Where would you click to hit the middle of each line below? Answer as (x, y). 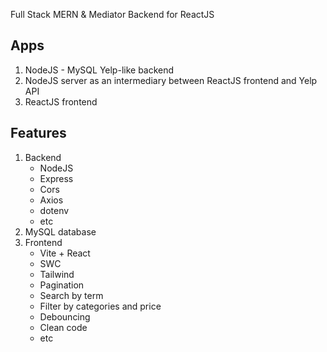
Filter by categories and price (100, 306)
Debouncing (65, 316)
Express (56, 178)
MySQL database (60, 231)
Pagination (62, 285)
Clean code (63, 327)
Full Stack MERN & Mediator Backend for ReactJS (112, 14)
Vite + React (65, 253)
